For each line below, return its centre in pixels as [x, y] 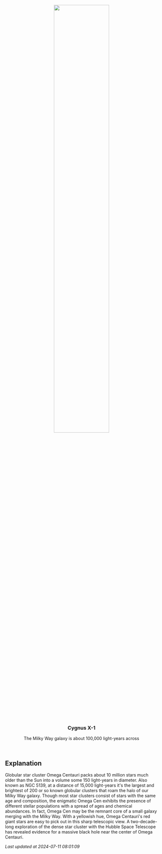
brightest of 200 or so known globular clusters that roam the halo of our [77, 791]
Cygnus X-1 [81, 728]
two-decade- [144, 822]
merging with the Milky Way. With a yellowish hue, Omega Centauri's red [78, 816]
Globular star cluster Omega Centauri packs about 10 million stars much [77, 775]
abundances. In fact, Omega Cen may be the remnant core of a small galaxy [81, 811]
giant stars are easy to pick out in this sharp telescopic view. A [67, 822]
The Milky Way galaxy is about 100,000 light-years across [81, 738]
